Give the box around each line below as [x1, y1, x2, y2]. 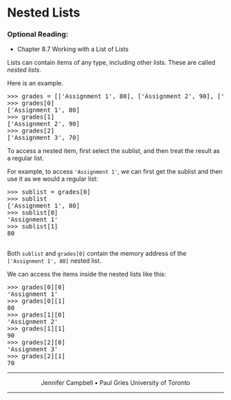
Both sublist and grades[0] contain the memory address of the [7, 250, 187, 258]
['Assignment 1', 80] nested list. [7, 257, 102, 265]
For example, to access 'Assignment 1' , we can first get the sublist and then [7, 168, 223, 176]
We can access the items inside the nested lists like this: [7, 270, 166, 279]
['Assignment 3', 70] [7, 134, 80, 142]
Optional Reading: [7, 30, 69, 39]
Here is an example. [7, 79, 64, 88]
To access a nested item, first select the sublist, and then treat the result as [7, 147, 220, 155]
